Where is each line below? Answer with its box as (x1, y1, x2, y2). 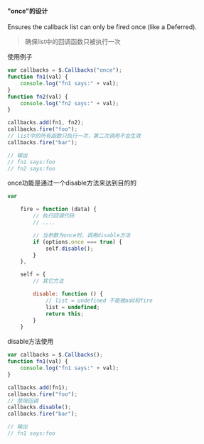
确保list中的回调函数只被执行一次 (24, 38, 121, 46)
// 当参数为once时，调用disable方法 (33, 232, 131, 239)
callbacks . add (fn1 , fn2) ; (7, 119, 84, 126)
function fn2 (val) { (7, 93, 69, 100)
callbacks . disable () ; (7, 404, 72, 411)
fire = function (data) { (20, 206, 97, 213)
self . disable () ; (45, 245, 94, 252)
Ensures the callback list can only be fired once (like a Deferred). (7, 23, 198, 31)
